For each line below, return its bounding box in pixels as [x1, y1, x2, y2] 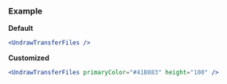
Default [8, 24, 33, 33]
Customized [8, 53, 49, 63]
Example [8, 6, 43, 17]
